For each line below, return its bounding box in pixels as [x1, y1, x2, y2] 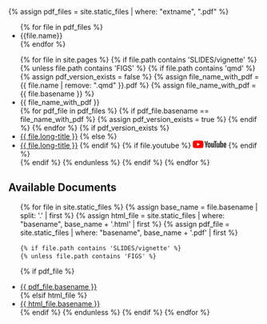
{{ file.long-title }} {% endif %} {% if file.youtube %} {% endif [19, 140, 257, 150]
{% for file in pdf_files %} [19, 22, 104, 31]
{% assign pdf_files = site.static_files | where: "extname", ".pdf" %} [8, 7, 229, 16]
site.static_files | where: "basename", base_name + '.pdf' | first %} [19, 228, 238, 237]
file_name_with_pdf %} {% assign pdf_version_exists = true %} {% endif [19, 115, 257, 124]
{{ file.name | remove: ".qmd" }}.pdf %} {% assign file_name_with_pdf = [19, 80, 257, 90]
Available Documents [8, 180, 118, 195]
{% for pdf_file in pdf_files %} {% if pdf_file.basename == [19, 106, 209, 115]
